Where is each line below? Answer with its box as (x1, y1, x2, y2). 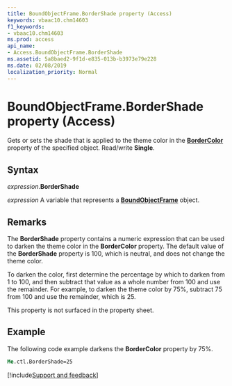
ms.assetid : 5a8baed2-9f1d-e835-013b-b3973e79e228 (7, 56, 157, 63)
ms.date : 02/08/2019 (7, 62, 67, 69)
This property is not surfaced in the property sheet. (7, 306, 154, 314)
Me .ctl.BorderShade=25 (7, 358, 73, 365)
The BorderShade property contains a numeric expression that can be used (7, 235, 224, 243)
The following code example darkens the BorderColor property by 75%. (7, 344, 213, 353)
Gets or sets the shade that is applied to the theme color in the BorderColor (7, 137, 224, 145)
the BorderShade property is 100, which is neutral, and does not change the (7, 249, 225, 258)
